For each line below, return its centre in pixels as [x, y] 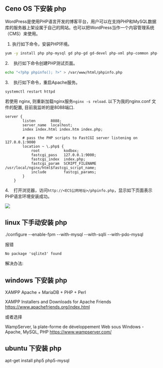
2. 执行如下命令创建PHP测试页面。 [41, 63]
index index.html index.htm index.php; [63, 130]
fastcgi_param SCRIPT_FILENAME [64, 164]
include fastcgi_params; [64, 172]
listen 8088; [42, 121]
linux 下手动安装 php [36, 223]
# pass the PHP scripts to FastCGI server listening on [80, 138]
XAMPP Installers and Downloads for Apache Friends [58, 302]
